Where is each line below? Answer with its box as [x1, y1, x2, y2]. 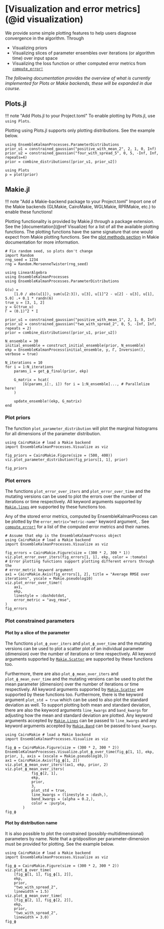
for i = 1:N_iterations [5, 364, 54, 369]
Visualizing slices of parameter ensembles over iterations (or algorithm [12, 50, 155, 56]
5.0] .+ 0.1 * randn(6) [5, 295, 54, 301]
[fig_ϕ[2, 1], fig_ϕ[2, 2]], [14, 898, 73, 903]
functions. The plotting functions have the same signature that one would [5, 229, 153, 235]
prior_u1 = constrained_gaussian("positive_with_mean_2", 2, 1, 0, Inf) [5, 146, 157, 151]
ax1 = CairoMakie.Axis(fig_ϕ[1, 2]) [5, 758, 80, 763]
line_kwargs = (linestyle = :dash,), [31, 792, 109, 797]
